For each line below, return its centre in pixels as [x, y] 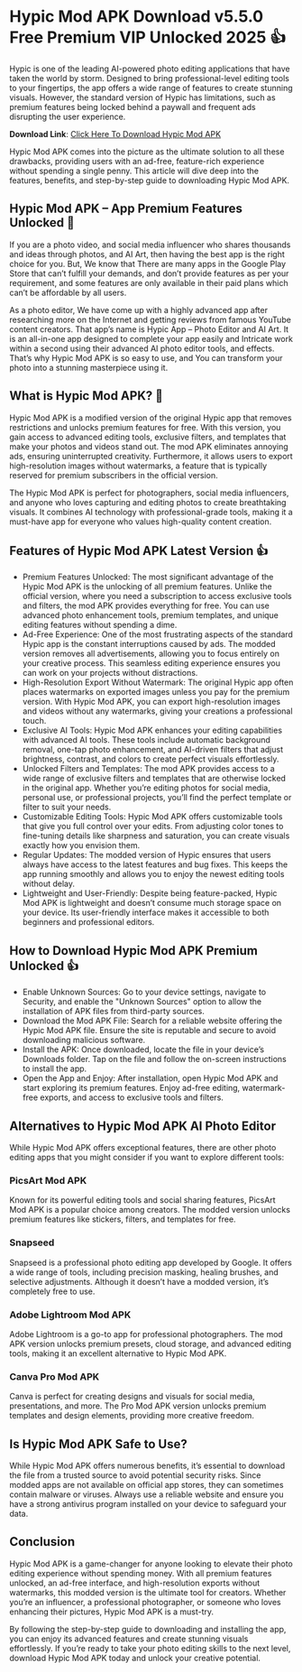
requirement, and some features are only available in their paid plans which [149, 282]
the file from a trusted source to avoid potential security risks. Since [135, 1475]
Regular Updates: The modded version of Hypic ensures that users [146, 855]
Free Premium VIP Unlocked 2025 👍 [148, 37]
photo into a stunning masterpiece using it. [89, 367]
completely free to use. [52, 1291]
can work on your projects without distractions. [110, 673]
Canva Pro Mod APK [55, 1376]
